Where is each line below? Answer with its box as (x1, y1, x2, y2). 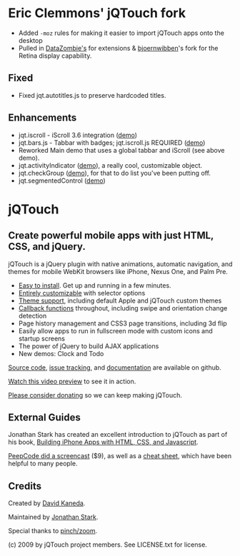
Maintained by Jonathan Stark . (8, 512, 99, 522)
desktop (18, 36, 44, 44)
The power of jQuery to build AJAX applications (18, 341, 159, 350)
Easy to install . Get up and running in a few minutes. (18, 280, 171, 290)
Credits (8, 480, 42, 492)
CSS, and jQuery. (8, 241, 86, 253)
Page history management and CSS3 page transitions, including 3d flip (18, 319, 227, 328)
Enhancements (8, 112, 77, 124)
